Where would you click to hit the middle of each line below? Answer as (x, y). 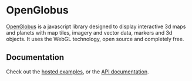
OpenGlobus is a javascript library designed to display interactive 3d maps (96, 26)
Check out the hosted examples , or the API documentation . (78, 72)
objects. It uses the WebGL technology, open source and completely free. (95, 39)
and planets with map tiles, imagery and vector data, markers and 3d (89, 32)
